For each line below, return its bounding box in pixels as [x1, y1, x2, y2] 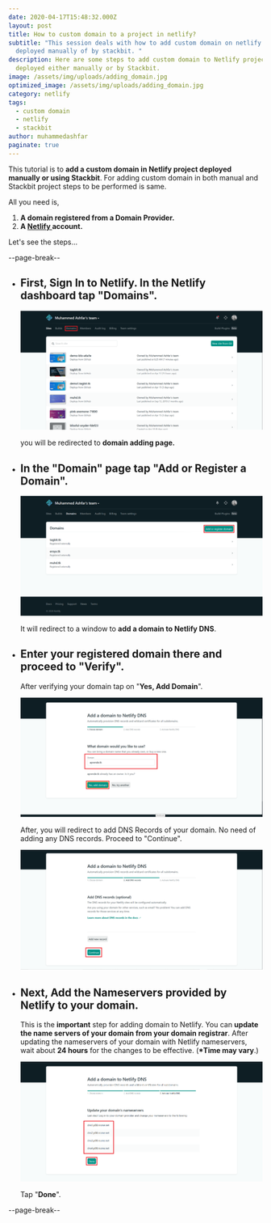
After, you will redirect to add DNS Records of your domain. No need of [19, 825, 256, 835]
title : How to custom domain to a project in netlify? [8, 30, 197, 38]
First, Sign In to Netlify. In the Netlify [19, 276, 206, 290]
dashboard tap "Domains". [19, 289, 158, 303]
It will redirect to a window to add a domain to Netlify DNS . [19, 624, 216, 633]
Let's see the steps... [8, 237, 78, 247]
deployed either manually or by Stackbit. [15, 65, 161, 73]
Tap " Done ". [19, 1190, 61, 1200]
